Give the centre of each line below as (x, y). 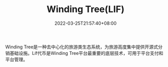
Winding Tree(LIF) (86, 9)
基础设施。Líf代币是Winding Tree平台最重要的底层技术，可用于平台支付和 (87, 53)
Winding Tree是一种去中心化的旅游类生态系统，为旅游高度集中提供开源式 (82, 47)
